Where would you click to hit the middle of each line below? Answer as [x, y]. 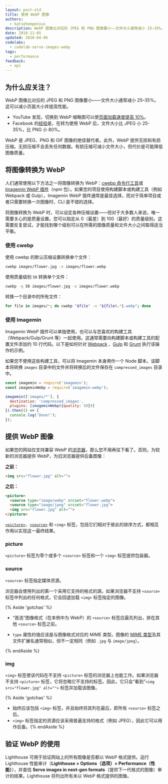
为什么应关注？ [28, 87]
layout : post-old [23, 10]
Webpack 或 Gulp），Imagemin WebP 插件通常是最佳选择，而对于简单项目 [81, 195]
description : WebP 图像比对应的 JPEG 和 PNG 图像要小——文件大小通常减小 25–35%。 [85, 29]
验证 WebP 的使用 [33, 744]
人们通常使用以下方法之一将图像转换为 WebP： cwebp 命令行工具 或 [74, 183]
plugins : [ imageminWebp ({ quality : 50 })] [52, 406]
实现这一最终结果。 [38, 531]
